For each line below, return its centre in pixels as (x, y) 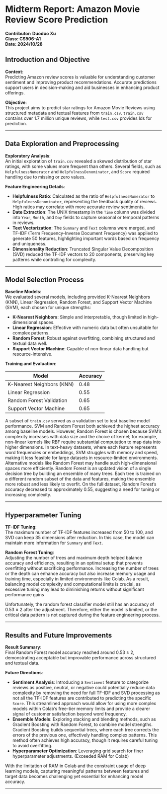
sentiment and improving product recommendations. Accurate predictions (81, 82)
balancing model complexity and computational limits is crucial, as (73, 584)
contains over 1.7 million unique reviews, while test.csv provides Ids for (79, 118)
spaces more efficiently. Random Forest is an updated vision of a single (78, 469)
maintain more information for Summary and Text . (54, 543)
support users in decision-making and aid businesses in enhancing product (83, 87)
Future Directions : (24, 673)
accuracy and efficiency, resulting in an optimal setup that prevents (74, 563)
